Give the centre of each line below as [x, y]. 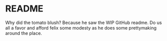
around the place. [24, 33]
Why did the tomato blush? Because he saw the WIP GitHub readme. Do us [84, 22]
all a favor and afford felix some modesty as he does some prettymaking [81, 27]
